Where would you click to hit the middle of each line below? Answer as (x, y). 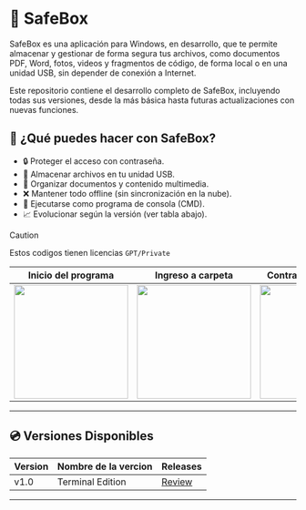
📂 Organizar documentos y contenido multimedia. (116, 184)
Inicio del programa (71, 275)
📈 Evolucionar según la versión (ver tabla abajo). (115, 214)
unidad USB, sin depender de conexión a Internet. (103, 73)
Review (177, 482)
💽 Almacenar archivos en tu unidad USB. (99, 174)
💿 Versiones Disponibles (82, 436)
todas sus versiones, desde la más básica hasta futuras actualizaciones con (152, 100)
